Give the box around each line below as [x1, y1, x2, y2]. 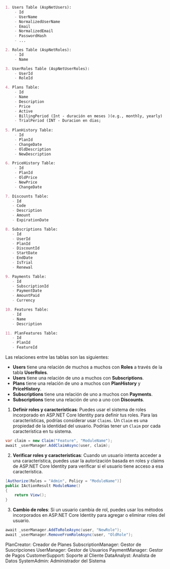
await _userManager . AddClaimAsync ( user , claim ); [5, 443, 110, 448]
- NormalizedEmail [14, 29, 53, 34]
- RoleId [14, 76, 33, 81]
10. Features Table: [5, 307, 49, 312]
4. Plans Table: [5, 85, 40, 90]
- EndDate [12, 255, 33, 260]
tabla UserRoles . [12, 369, 48, 376]
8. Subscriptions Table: [5, 227, 58, 232]
